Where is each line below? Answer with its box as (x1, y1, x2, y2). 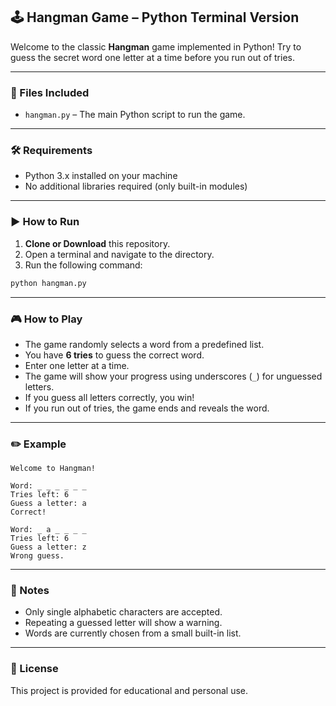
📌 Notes (10, 584, 50, 598)
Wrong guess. (10, 551, 65, 561)
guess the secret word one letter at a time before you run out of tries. (10, 51, 296, 63)
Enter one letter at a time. (24, 359, 130, 371)
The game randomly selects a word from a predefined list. (24, 338, 265, 350)
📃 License (10, 662, 59, 676)
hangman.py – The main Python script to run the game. (24, 109, 246, 121)
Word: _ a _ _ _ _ (10, 525, 87, 535)
